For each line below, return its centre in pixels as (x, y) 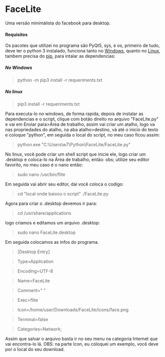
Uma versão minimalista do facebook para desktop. (58, 23)
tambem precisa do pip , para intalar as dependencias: (60, 56)
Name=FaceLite (34, 281)
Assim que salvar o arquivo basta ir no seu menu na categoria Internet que (82, 339)
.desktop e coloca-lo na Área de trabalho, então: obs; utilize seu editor (77, 160)
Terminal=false (33, 320)
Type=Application (35, 262)
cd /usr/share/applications (44, 213)
